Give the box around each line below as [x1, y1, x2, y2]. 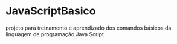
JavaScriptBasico [5, 4, 96, 18]
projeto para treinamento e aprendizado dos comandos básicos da [5, 24, 172, 31]
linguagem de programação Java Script [5, 30, 104, 37]
